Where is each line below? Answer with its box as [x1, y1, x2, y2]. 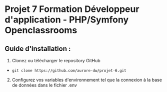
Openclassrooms [4, 25, 77, 36]
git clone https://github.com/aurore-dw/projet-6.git [11, 68, 126, 73]
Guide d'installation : [4, 44, 71, 53]
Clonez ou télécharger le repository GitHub [11, 58, 100, 63]
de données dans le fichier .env [11, 82, 77, 88]
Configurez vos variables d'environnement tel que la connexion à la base [11, 77, 162, 83]
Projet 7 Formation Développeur [4, 3, 139, 15]
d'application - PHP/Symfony [4, 14, 129, 25]
